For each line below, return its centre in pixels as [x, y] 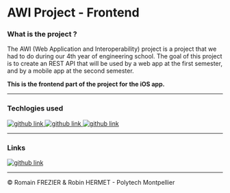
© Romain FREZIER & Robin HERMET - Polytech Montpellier [91, 183]
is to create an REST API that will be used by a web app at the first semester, [115, 64]
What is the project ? [42, 34]
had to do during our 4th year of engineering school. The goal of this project [115, 56]
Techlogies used [35, 109]
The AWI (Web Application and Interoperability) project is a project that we [112, 49]
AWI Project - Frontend [73, 13]
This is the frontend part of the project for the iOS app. [86, 84]
